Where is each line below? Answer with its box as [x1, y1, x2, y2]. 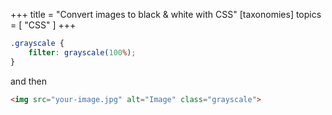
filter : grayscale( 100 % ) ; [28, 47, 137, 58]
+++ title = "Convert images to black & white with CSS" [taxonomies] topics [10, 9, 322, 20]
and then [10, 75, 47, 87]
